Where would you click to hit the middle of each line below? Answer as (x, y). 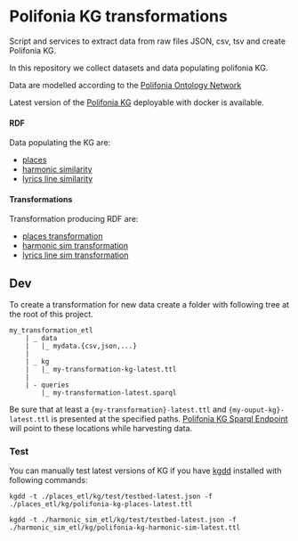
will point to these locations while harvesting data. (101, 429)
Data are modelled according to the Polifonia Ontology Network (125, 85)
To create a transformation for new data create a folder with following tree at (149, 305)
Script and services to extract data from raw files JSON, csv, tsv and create (148, 41)
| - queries (47, 385)
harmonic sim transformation (75, 246)
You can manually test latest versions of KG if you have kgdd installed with (145, 471)
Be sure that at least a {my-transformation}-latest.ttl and (118, 410)
